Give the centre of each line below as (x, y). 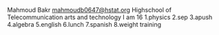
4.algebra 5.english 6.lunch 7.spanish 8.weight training (84, 24)
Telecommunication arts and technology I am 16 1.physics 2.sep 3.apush (110, 17)
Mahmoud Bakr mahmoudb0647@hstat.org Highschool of (90, 10)
